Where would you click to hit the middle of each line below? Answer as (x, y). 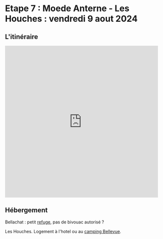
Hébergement (26, 210)
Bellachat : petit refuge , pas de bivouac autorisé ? (55, 222)
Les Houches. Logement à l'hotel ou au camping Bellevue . (63, 231)
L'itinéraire (22, 37)
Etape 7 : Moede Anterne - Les (67, 9)
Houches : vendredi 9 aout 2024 (71, 19)
